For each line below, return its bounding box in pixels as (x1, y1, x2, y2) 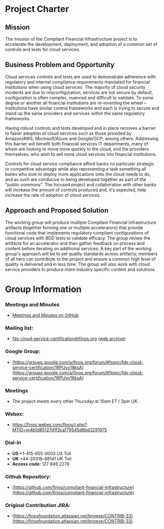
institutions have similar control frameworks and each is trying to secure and (5, 105, 160, 111)
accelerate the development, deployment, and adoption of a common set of (5, 41, 158, 47)
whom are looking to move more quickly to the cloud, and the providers (5, 146, 149, 152)
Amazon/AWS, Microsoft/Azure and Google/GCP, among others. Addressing (5, 135, 159, 141)
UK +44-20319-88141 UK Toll (12, 456, 72, 462)
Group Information (5, 284, 82, 294)
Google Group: (5, 348, 41, 355)
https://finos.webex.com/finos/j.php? (12, 422, 87, 428)
